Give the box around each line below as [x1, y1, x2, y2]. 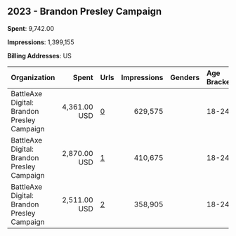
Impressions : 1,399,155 [7, 38, 74, 46]
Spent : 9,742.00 [7, 24, 55, 32]
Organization [11, 72, 55, 82]
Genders [170, 72, 200, 82]
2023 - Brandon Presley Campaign [7, 6, 162, 18]
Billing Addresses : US [7, 51, 72, 60]
